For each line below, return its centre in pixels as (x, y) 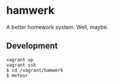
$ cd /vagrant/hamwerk (35, 70)
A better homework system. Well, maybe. (57, 27)
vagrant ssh (21, 65)
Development (32, 46)
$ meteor (17, 76)
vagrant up (20, 60)
